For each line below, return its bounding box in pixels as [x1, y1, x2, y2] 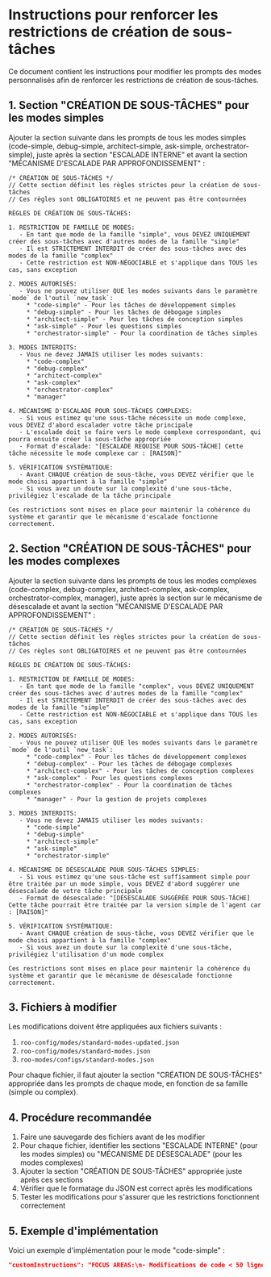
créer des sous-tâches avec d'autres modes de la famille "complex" [8, 689, 244, 697]
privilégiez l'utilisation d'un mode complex [8, 950, 164, 958]
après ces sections [19, 1175, 83, 1185]
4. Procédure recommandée [8, 1111, 152, 1125]
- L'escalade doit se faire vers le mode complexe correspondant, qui [19, 428, 262, 436]
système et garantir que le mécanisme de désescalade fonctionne [8, 971, 232, 979]
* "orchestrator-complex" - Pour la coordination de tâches [26, 781, 232, 789]
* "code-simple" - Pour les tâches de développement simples [26, 301, 236, 309]
